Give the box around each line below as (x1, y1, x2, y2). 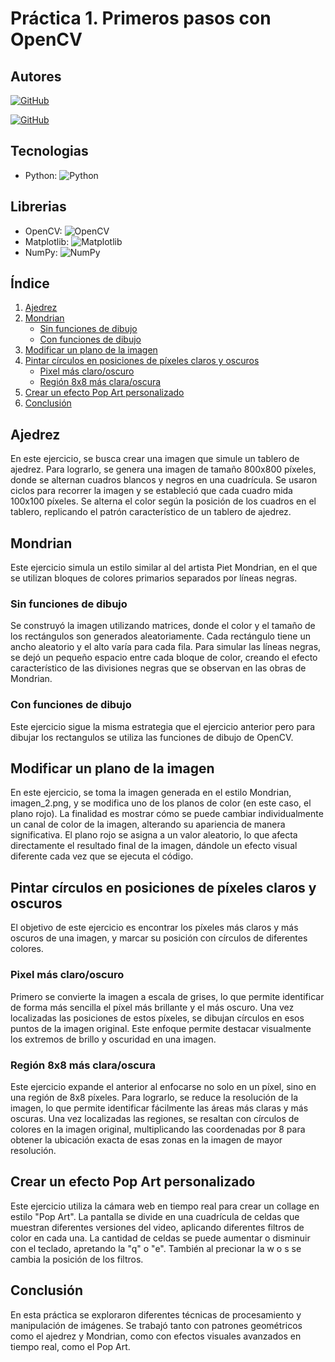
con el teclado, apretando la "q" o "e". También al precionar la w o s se (10, 1242, 302, 1254)
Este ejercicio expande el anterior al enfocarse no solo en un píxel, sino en (10, 1080, 317, 1092)
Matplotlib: (24, 235, 70, 247)
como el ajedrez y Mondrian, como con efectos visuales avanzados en (10, 1330, 302, 1342)
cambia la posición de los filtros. (10, 1253, 144, 1265)
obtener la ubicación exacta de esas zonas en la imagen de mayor (10, 1133, 283, 1146)
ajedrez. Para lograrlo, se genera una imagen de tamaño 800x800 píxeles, (10, 463, 317, 476)
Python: (24, 169, 58, 181)
